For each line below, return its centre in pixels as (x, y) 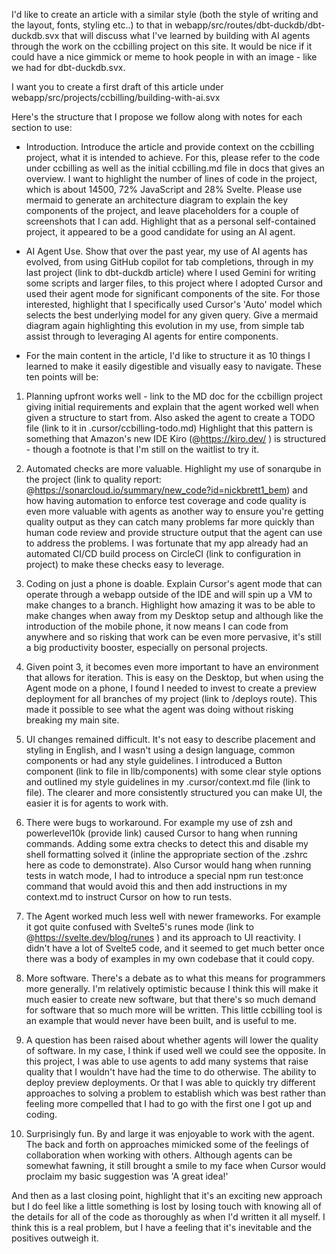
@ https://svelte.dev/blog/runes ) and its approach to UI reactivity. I (163, 937)
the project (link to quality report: (93, 479)
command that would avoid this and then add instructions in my (156, 886)
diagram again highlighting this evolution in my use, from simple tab (165, 325)
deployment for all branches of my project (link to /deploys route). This (171, 698)
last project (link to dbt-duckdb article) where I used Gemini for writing (170, 272)
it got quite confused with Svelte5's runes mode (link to (139, 927)
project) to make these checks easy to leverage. (125, 564)
